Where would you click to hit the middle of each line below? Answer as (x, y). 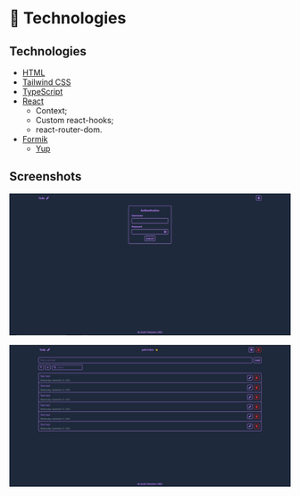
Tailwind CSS (46, 82)
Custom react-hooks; (75, 120)
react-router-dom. (69, 130)
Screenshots (46, 177)
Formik (35, 139)
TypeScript (42, 92)
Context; (51, 110)
